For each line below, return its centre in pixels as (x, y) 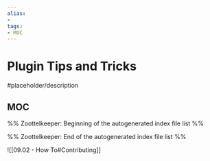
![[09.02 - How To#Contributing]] (54, 150)
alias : (16, 13)
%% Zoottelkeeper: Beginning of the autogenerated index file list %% (106, 123)
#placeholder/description (43, 86)
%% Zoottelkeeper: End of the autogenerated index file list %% (97, 137)
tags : (15, 26)
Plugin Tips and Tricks (72, 66)
